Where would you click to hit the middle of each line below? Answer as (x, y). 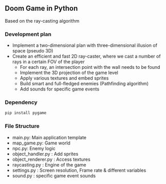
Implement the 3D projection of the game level (69, 73)
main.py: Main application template (49, 137)
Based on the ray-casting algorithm (42, 21)
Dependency (21, 102)
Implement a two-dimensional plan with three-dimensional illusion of (85, 45)
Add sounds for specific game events (60, 89)
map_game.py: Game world (41, 143)
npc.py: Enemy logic (34, 148)
